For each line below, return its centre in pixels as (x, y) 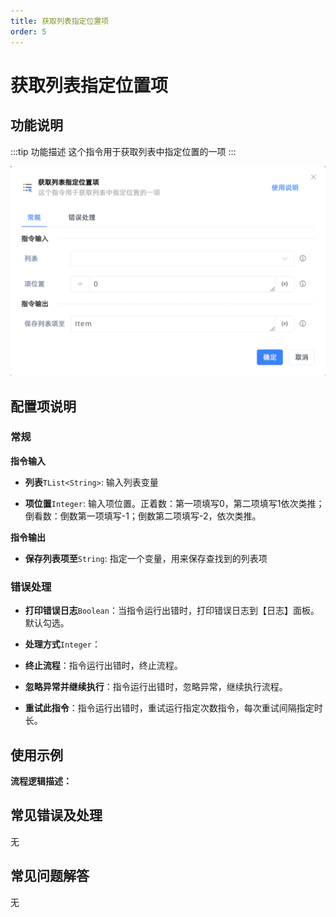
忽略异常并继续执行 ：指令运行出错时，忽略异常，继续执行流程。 (156, 687)
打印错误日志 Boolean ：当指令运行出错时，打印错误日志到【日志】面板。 (172, 611)
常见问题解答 (50, 876)
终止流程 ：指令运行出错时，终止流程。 (103, 666)
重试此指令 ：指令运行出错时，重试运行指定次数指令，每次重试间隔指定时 (173, 708)
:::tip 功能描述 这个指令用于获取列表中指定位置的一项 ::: (123, 151)
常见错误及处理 (56, 815)
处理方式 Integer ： (62, 644)
